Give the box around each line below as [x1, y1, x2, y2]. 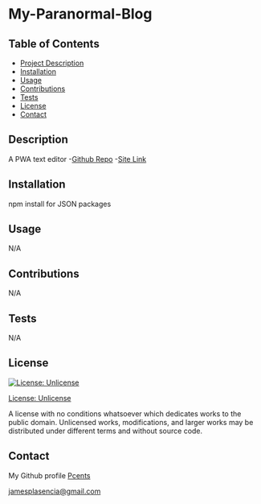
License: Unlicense [8, 393, 71, 403]
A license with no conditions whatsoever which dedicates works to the [8, 408, 242, 419]
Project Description [19, 58, 84, 68]
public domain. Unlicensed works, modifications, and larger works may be [8, 417, 254, 427]
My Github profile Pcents [8, 470, 91, 480]
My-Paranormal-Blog [8, 5, 153, 23]
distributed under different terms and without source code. [8, 426, 203, 436]
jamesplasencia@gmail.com [8, 486, 101, 496]
